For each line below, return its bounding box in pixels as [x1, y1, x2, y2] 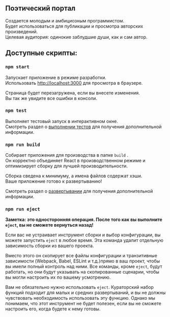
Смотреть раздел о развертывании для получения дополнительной [5, 188, 153, 194]
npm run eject [5, 206, 40, 212]
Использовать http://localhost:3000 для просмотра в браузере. [5, 80, 143, 86]
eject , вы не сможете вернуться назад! [5, 222, 94, 228]
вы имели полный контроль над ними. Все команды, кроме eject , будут [5, 263, 163, 270]
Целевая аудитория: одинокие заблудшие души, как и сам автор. [5, 34, 148, 40]
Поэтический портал [5, 4, 76, 13]
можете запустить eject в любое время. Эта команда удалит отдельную [5, 237, 164, 243]
